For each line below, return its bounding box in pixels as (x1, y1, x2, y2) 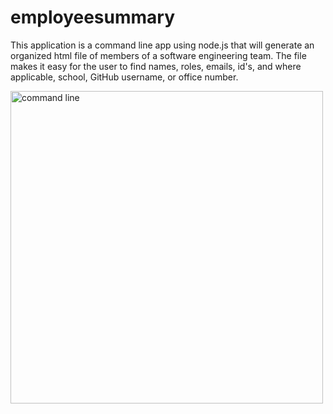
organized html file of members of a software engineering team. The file (10, 49, 307, 61)
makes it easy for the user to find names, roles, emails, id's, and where (10, 60, 302, 72)
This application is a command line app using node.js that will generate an (10, 39, 315, 51)
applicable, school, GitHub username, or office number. (10, 71, 239, 83)
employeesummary (10, 6, 176, 29)
